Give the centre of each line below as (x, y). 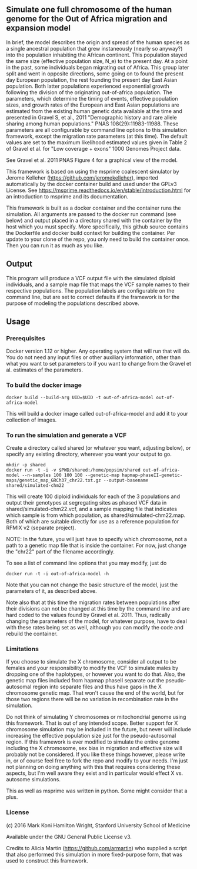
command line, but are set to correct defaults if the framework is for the (93, 297)
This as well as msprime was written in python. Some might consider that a (97, 791)
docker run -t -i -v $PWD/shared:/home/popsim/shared (74, 470)
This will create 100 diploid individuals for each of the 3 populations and (93, 496)
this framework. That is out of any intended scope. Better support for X (92, 723)
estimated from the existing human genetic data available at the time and (94, 111)
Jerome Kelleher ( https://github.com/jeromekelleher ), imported (82, 178)
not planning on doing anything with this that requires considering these (93, 767)
